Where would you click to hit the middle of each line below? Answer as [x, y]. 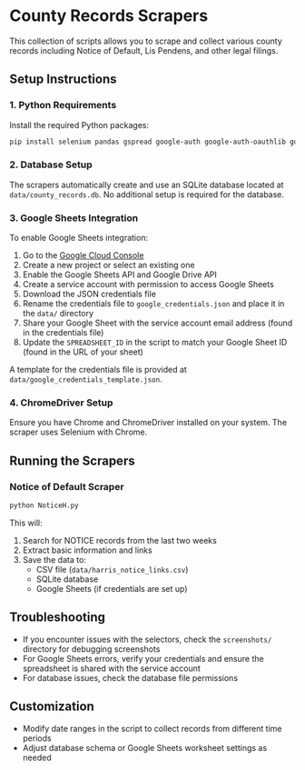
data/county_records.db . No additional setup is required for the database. [147, 194]
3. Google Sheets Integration [74, 217]
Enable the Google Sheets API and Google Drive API [120, 275]
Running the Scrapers [72, 460]
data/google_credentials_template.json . [86, 379]
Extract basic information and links [87, 550]
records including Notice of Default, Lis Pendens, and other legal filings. [144, 50]
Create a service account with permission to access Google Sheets [148, 285]
